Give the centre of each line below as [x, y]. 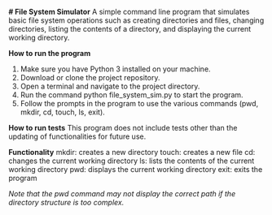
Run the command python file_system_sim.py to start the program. [132, 95]
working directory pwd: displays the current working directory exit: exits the [136, 169]
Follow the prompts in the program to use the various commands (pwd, [139, 103]
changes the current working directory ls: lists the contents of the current [132, 161]
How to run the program [50, 53]
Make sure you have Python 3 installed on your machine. [115, 69]
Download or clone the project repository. [90, 77]
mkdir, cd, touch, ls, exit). [63, 112]
